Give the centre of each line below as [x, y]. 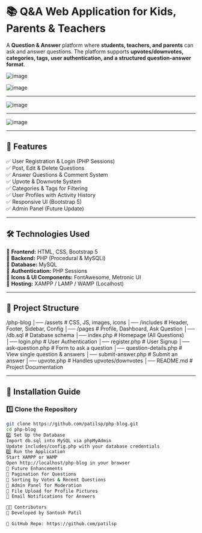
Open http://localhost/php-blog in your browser [68, 463]
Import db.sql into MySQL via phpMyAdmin [59, 440]
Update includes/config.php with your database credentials [83, 446]
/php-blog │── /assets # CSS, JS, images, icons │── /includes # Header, [97, 323]
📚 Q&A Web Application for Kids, [91, 12]
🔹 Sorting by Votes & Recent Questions [56, 480]
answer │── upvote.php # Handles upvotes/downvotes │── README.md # [100, 361]
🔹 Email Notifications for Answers [51, 496]
